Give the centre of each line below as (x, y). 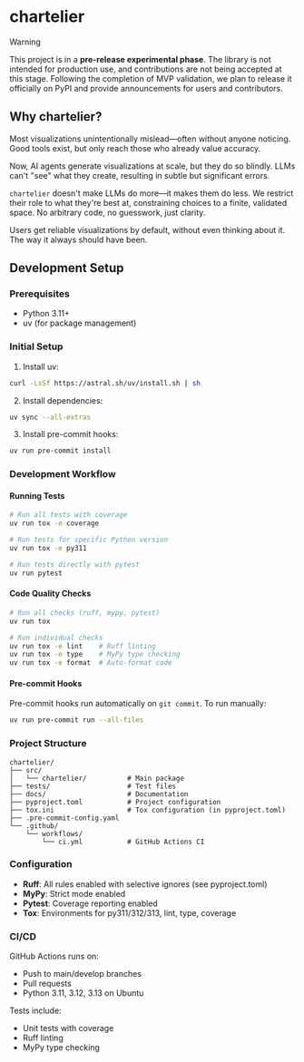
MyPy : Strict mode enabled (74, 893)
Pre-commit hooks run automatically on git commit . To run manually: (138, 704)
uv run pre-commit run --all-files (77, 720)
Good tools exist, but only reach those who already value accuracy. (135, 148)
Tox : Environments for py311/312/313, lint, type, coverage (129, 912)
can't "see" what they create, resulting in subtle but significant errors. (140, 175)
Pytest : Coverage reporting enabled (90, 903)
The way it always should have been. (78, 239)
